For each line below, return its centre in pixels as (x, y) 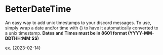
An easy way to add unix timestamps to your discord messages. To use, (78, 23)
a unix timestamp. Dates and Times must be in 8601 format (66, 33)
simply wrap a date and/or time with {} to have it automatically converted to (82, 27)
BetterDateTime (38, 9)
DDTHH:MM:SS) (22, 38)
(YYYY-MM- (141, 33)
